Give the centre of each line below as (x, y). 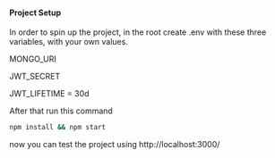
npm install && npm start (57, 128)
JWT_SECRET (35, 77)
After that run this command (61, 111)
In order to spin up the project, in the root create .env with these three (138, 32)
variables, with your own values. (69, 42)
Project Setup (35, 12)
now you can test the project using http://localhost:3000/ (115, 145)
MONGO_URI (33, 59)
